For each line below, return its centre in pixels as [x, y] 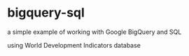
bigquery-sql [46, 13]
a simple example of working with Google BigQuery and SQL [94, 32]
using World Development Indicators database [74, 45]
